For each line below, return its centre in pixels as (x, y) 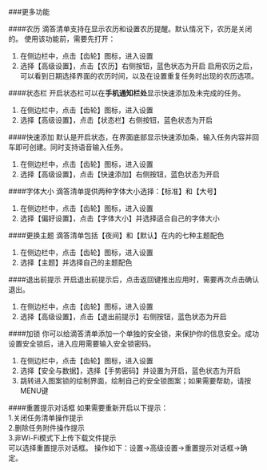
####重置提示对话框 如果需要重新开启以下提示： (88, 408)
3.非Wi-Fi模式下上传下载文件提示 (62, 438)
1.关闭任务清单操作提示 (46, 418)
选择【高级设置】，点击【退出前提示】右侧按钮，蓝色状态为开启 (123, 316)
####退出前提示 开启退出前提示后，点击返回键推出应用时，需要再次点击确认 (134, 280)
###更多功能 (29, 12)
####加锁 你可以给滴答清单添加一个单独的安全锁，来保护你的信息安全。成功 (134, 334)
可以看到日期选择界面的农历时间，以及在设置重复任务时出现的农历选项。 (139, 76)
